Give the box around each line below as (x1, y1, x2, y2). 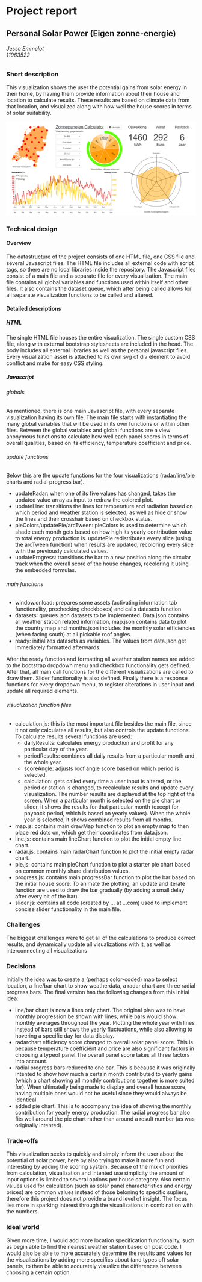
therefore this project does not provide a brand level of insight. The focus (6, 1195, 188, 1203)
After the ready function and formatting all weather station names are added (6, 655, 195, 663)
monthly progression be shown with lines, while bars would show (14, 1013, 177, 1020)
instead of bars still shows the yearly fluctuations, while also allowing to (14, 1025, 193, 1033)
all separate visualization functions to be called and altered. (6, 291, 154, 299)
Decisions (6, 962, 36, 970)
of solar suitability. (6, 110, 52, 117)
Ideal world (6, 1223, 40, 1231)
